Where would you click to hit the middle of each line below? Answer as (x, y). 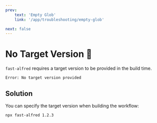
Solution (19, 94)
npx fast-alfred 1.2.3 (30, 115)
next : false (18, 29)
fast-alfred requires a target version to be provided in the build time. (79, 68)
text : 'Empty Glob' (35, 15)
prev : (11, 10)
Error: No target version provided (43, 78)
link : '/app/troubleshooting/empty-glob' (59, 19)
